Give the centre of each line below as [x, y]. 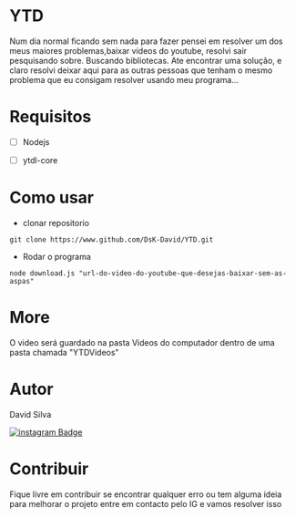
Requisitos [51, 117]
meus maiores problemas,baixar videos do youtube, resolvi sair [128, 50]
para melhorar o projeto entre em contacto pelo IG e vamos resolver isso [146, 503]
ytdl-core [40, 160]
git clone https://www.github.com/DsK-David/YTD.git [112, 239]
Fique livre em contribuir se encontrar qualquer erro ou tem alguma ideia [146, 494]
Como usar [52, 198]
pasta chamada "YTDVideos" [65, 352]
